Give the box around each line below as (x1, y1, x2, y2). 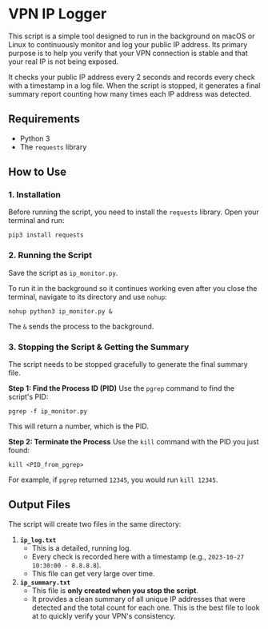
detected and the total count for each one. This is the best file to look (31, 603, 260, 612)
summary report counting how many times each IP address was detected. (8, 89, 252, 98)
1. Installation (8, 189, 62, 201)
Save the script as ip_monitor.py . (8, 268, 118, 277)
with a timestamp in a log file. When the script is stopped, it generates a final (8, 81, 261, 90)
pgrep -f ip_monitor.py (8, 408, 88, 416)
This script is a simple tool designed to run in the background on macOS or (8, 31, 255, 41)
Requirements (8, 113, 80, 126)
